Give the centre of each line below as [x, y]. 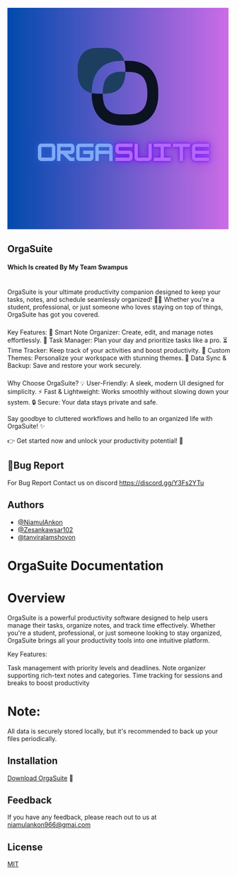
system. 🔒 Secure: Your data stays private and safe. [82, 402]
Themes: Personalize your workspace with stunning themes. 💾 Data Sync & [117, 358]
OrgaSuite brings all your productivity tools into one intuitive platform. [109, 640]
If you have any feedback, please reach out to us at [82, 817]
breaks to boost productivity [48, 683]
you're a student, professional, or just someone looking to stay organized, [115, 633]
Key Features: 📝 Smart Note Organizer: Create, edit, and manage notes [110, 332]
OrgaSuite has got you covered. [54, 315]
